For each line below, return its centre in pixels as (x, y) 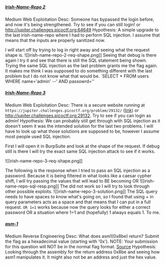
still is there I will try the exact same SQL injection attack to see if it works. (80, 151)
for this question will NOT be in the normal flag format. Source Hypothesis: (81, 246)
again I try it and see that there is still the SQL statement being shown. (76, 60)
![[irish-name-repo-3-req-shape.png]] (44, 161)
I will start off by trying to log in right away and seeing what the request (77, 50)
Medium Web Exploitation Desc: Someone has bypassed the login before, (80, 19)
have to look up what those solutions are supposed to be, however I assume (82, 131)
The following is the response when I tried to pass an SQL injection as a (78, 170)
